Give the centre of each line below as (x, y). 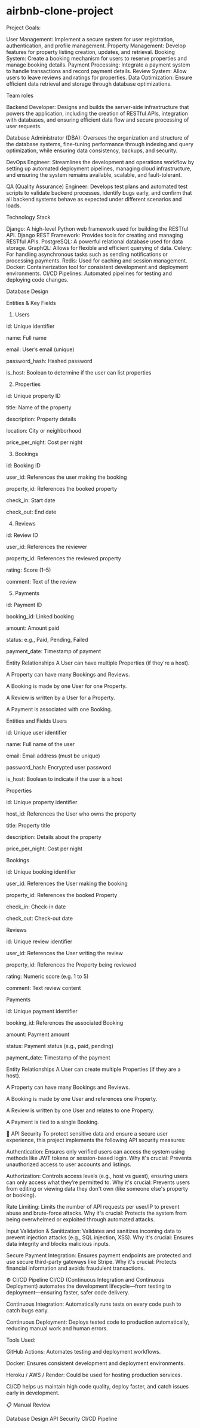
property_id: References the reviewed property (64, 558)
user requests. (24, 126)
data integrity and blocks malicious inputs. (58, 1243)
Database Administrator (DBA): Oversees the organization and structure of (98, 138)
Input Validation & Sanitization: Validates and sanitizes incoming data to (94, 1231)
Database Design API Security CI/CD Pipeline (62, 1418)
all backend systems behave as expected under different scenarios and (94, 199)
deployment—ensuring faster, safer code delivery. (68, 1292)
